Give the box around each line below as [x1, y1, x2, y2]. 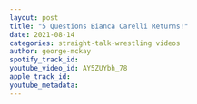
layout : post [9, 13, 59, 23]
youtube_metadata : [9, 80, 79, 90]
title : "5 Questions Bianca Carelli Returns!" [9, 22, 189, 31]
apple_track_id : [9, 72, 71, 81]
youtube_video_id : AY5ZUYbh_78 [9, 64, 128, 73]
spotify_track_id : [9, 55, 79, 64]
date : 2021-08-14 [9, 30, 75, 39]
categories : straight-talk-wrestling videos [9, 38, 181, 48]
